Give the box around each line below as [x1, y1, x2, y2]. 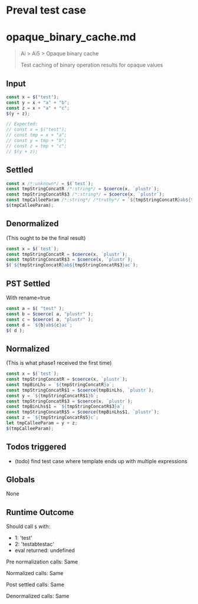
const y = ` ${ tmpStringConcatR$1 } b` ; [6, 392, 99, 398]
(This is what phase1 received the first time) [6, 359, 112, 367]
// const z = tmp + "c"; [6, 143, 67, 149]
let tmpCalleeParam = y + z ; [6, 420, 78, 426]
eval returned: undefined [14, 547, 75, 554]
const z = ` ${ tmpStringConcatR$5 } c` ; [6, 415, 99, 421]
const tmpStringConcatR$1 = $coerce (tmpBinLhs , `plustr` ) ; [6, 387, 154, 393]
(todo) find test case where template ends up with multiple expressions [14, 457, 187, 464]
